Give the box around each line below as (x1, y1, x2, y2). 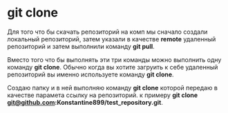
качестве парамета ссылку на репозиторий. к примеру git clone (7, 91, 198, 99)
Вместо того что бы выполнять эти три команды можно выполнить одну (7, 55, 222, 63)
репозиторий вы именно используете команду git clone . (7, 70, 174, 79)
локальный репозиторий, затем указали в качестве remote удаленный (7, 34, 216, 43)
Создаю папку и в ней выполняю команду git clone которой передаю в (7, 83, 218, 92)
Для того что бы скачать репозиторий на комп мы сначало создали (7, 28, 208, 36)
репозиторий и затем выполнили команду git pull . (7, 42, 155, 50)
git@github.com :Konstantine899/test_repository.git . (7, 98, 164, 106)
